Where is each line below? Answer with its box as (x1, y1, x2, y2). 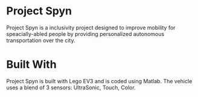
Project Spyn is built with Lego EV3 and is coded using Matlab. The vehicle (6, 77, 193, 84)
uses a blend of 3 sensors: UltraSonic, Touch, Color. (6, 84, 136, 91)
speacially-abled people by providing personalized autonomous (6, 30, 165, 37)
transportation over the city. (6, 37, 75, 44)
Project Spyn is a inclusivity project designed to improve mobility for (6, 24, 176, 31)
